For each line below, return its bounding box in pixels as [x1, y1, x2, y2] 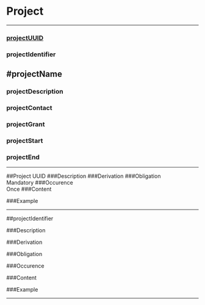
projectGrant [6, 120, 45, 128]
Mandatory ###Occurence [6, 179, 73, 186]
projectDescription [6, 87, 63, 96]
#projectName [6, 69, 62, 79]
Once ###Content [6, 185, 52, 193]
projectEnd [6, 153, 40, 161]
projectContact [6, 104, 52, 112]
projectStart [6, 136, 43, 145]
